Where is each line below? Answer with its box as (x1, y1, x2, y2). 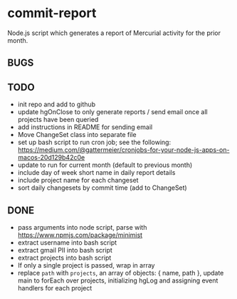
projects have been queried (17, 116, 99, 124)
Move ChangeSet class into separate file (17, 131, 137, 139)
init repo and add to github (17, 100, 96, 108)
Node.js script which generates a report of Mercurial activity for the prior (7, 29, 221, 37)
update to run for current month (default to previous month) (17, 161, 193, 169)
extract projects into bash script (17, 253, 112, 262)
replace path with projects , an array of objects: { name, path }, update (17, 268, 224, 277)
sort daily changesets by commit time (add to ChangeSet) (17, 183, 187, 192)
